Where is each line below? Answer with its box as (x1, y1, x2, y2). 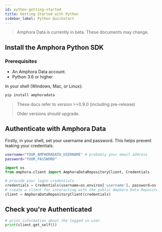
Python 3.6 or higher (12, 74, 53, 80)
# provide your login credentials (5, 178, 75, 184)
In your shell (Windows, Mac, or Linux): (5, 83, 83, 89)
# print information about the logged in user (5, 218, 100, 223)
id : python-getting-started (5, 7, 62, 12)
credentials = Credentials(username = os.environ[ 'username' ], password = (5, 183, 152, 188)
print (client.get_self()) (5, 223, 57, 228)
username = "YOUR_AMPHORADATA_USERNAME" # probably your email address (5, 152, 148, 157)
